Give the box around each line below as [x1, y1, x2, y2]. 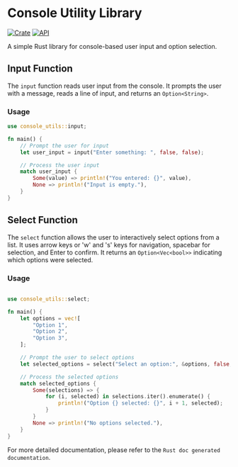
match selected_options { [20, 380, 97, 387]
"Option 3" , [33, 334, 69, 342]
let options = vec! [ [20, 315, 81, 322]
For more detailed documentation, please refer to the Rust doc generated [7, 445, 221, 454]
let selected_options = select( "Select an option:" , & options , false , [20, 360, 233, 368]
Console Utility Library [7, 5, 142, 21]
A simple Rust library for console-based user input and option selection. [7, 42, 217, 50]
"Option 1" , [33, 321, 69, 329]
